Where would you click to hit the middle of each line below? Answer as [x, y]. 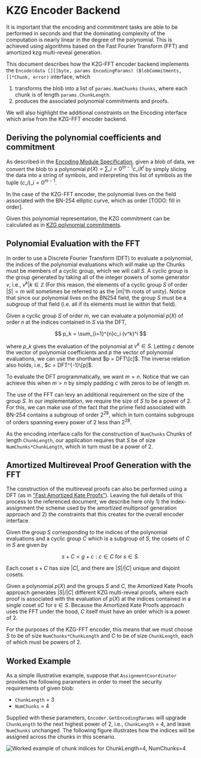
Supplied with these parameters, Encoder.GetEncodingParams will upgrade [96, 718]
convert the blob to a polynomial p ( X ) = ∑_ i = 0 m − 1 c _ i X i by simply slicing [96, 168]
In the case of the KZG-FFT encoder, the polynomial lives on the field [91, 194]
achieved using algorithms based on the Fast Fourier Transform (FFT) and [97, 46]
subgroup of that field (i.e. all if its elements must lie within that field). [92, 304]
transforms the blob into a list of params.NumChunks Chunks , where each [101, 88]
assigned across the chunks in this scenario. [61, 737]
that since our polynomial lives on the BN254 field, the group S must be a [96, 297]
